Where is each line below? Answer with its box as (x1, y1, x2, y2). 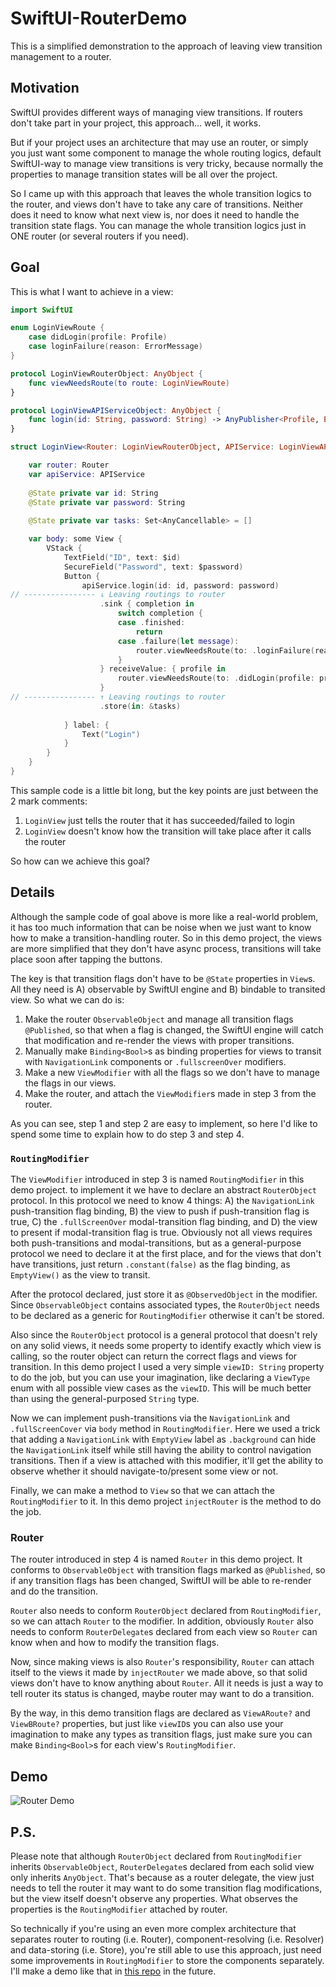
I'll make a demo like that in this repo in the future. (10, 1965, 217, 1977)
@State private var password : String (28, 497, 186, 507)
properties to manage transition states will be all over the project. (10, 168, 278, 180)
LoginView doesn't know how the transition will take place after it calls (24, 825, 312, 837)
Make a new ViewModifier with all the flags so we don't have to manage (24, 1066, 320, 1078)
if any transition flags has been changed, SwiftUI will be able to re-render (10, 1575, 312, 1587)
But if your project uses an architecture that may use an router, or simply (10, 136, 309, 148)
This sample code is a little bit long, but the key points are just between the (10, 784, 319, 796)
